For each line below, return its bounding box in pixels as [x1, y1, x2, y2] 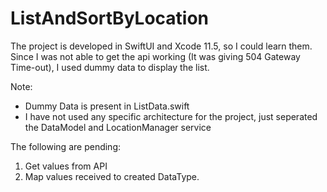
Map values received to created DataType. [24, 170, 200, 182]
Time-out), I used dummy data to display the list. [10, 61, 210, 73]
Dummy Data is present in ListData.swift [24, 100, 190, 112]
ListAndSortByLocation [10, 7, 210, 30]
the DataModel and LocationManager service [24, 121, 212, 133]
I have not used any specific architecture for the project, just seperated [24, 110, 318, 122]
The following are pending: [10, 140, 122, 152]
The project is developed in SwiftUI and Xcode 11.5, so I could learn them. [10, 40, 313, 52]
